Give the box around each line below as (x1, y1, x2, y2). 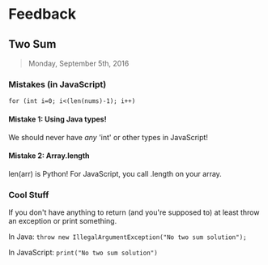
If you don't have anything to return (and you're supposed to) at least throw (8, 207, 260, 217)
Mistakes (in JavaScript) (8, 79, 107, 90)
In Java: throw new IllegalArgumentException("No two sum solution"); (8, 232, 247, 241)
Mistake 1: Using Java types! (8, 114, 107, 124)
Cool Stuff (8, 189, 49, 200)
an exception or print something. (8, 216, 117, 225)
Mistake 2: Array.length (8, 151, 91, 160)
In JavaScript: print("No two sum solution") (8, 248, 158, 257)
